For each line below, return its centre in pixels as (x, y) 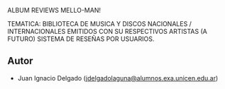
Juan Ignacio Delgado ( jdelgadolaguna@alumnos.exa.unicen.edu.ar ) (118, 78)
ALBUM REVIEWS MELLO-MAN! (54, 10)
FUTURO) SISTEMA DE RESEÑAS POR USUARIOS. (81, 39)
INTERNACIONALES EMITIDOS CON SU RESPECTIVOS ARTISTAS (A (107, 31)
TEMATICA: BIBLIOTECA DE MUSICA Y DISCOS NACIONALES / (99, 24)
